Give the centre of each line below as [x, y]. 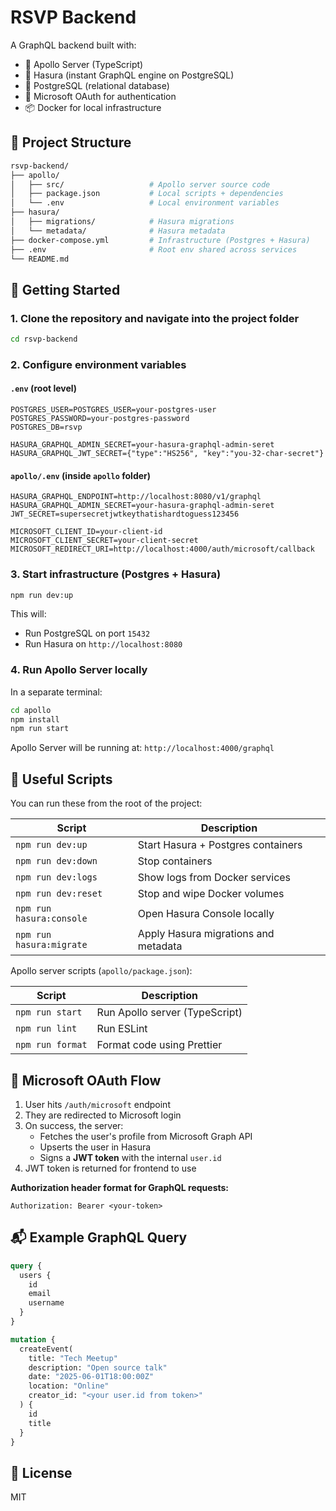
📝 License [41, 1472]
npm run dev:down [56, 861]
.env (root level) [44, 388]
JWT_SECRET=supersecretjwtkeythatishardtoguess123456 [125, 514]
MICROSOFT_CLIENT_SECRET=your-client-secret [104, 541]
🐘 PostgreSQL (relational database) [97, 85]
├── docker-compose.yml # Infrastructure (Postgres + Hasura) [160, 240]
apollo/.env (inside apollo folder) [81, 475]
